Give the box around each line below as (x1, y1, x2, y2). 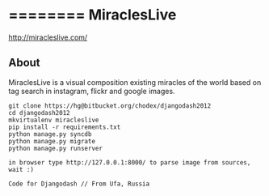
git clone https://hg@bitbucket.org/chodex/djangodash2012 (8, 101, 212, 110)
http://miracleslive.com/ (8, 32, 88, 42)
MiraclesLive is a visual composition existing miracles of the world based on (8, 77, 262, 87)
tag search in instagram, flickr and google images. (8, 86, 175, 96)
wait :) (8, 165, 35, 173)
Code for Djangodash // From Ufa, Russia (8, 180, 150, 188)
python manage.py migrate (8, 137, 95, 145)
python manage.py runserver (8, 144, 103, 152)
